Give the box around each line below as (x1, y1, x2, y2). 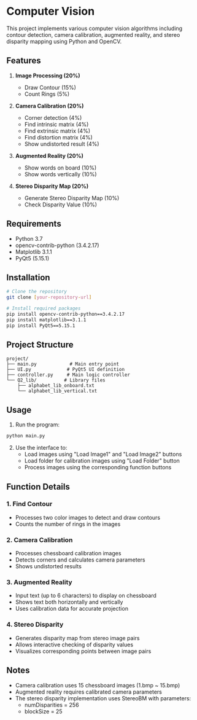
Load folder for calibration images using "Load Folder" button (24, 457, 180, 464)
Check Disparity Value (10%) (24, 201, 97, 208)
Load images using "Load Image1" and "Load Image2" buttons (24, 450, 182, 458)
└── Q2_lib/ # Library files (6, 377, 106, 383)
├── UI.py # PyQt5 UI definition (6, 367, 125, 373)
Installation (6, 272, 50, 283)
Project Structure (6, 340, 74, 350)
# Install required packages (6, 305, 81, 311)
